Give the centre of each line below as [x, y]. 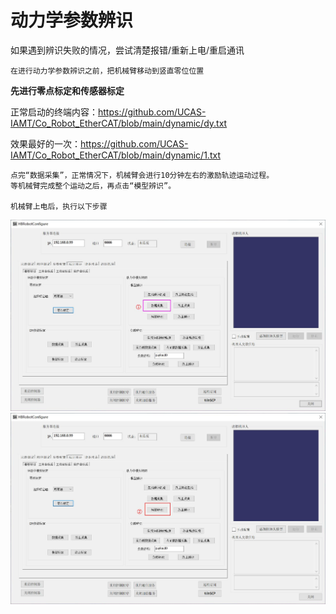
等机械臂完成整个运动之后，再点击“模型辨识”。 [93, 186]
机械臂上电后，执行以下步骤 [59, 206]
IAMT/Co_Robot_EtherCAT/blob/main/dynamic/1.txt [115, 155]
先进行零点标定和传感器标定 [67, 90]
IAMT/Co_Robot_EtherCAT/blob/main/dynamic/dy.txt [119, 123]
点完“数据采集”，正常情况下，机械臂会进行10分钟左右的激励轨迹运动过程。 [142, 175]
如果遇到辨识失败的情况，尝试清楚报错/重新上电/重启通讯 [127, 50]
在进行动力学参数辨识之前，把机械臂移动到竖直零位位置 [107, 71]
